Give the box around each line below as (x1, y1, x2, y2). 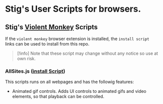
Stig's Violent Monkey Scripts (5, 23, 98, 31)
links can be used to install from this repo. (5, 41, 90, 47)
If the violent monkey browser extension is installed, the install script (5, 36, 149, 42)
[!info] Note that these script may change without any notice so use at (17, 50, 158, 56)
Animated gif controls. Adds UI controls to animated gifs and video (12, 88, 147, 94)
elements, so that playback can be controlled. (12, 94, 104, 100)
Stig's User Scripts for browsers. (5, 3, 141, 15)
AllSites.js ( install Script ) (5, 67, 66, 74)
